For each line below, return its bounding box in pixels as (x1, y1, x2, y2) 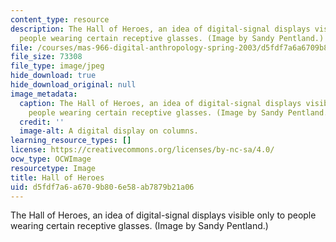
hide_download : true (10, 71, 97, 81)
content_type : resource (10, 14, 110, 25)
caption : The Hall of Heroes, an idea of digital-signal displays (19, 98, 302, 108)
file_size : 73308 (10, 52, 83, 62)
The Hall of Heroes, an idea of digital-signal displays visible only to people (10, 209, 317, 221)
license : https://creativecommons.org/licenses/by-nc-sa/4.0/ (10, 145, 275, 155)
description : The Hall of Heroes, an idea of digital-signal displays (10, 24, 311, 34)
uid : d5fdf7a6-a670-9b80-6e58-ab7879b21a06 (10, 182, 195, 192)
